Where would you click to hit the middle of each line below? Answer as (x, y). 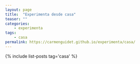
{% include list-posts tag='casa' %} (41, 56)
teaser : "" (16, 19)
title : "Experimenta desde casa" (41, 14)
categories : (17, 24)
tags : (11, 33)
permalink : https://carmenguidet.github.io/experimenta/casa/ (70, 42)
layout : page (18, 10)
